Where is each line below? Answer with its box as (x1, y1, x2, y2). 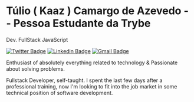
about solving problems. (6, 65, 65, 72)
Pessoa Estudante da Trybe (13, 17, 151, 30)
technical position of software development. (6, 89, 113, 96)
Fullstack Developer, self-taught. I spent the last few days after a (6, 77, 163, 84)
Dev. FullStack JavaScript (6, 36, 68, 43)
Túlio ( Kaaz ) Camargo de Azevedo (6, 4, 182, 18)
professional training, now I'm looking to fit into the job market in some (6, 83, 177, 90)
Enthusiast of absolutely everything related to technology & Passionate (6, 59, 178, 66)
